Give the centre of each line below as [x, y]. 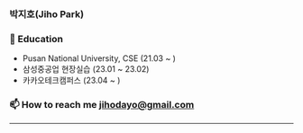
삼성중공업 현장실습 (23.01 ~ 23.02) [86, 69]
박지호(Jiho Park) [46, 13]
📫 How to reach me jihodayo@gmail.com [102, 105]
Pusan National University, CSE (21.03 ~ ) [99, 58]
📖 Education [36, 39]
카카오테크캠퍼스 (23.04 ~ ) [71, 80]
